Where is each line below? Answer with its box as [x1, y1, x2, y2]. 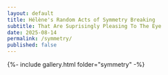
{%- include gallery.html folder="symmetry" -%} [7, 61, 145, 68]
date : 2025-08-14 [7, 29, 57, 36]
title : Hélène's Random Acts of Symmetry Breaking [7, 16, 156, 23]
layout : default [7, 10, 54, 17]
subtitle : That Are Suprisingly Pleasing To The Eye [7, 22, 162, 29]
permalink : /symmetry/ [7, 35, 72, 42]
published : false [7, 42, 57, 48]
